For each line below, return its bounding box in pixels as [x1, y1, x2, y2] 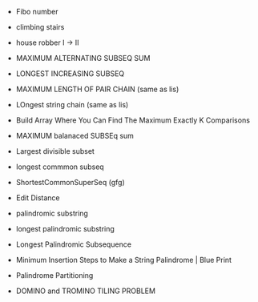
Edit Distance [15, 193, 60, 203]
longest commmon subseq [15, 162, 104, 171]
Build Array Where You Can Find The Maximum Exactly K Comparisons [15, 115, 251, 125]
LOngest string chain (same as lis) [15, 100, 129, 109]
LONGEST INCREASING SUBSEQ [15, 69, 125, 79]
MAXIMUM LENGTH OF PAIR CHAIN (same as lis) [15, 84, 179, 94]
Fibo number [15, 7, 58, 16]
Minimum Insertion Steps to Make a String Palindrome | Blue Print [15, 256, 232, 264]
